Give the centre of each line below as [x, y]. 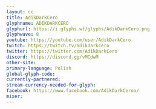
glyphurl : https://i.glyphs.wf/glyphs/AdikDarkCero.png [78, 29]
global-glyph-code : [31, 74]
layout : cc [20, 12]
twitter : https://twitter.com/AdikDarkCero [62, 51]
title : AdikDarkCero [32, 18]
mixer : [15, 96]
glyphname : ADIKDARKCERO [37, 23]
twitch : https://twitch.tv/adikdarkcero [58, 46]
